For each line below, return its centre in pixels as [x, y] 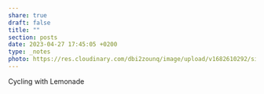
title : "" [24, 30]
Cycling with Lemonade [46, 81]
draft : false [29, 23]
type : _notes [29, 52]
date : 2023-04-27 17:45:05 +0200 [63, 45]
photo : [19, 60]
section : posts [33, 37]
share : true [27, 15]
